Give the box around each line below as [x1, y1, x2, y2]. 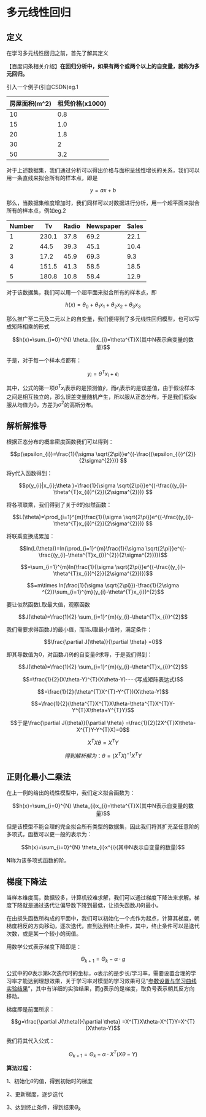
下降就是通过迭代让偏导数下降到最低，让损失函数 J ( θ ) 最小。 [11, 901, 162, 909]
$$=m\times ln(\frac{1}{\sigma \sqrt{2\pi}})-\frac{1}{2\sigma [26, 582, 180, 589]
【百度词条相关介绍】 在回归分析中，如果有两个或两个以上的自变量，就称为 [6, 63, 194, 69]
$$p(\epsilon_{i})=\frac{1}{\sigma [10, 450, 94, 458]
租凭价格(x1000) [57, 100, 107, 108]
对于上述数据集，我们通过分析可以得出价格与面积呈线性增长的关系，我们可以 [6, 167, 200, 174]
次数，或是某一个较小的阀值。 [6, 930, 82, 938]
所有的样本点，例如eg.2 [6, 207, 66, 214]
